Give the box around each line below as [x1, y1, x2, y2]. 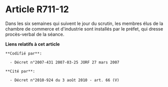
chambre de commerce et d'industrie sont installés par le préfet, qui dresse [5, 25, 163, 32]
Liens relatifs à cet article [5, 41, 60, 47]
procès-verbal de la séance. [5, 31, 65, 37]
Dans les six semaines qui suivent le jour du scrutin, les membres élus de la [5, 20, 163, 26]
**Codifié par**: [5, 51, 42, 56]
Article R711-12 [5, 4, 69, 15]
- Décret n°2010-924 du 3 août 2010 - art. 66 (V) [10, 77, 120, 82]
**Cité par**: [5, 69, 36, 74]
